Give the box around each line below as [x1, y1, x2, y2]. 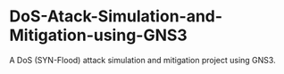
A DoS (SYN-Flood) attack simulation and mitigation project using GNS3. [9, 54, 276, 65]
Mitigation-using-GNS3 [9, 25, 188, 45]
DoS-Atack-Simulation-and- [9, 6, 223, 27]
